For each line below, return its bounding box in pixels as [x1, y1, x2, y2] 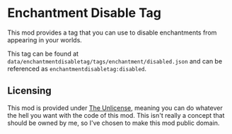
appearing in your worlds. [7, 35, 83, 44]
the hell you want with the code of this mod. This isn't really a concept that [7, 111, 225, 119]
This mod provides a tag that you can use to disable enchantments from [7, 28, 217, 37]
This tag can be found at [7, 49, 79, 58]
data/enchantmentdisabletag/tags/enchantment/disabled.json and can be [7, 56, 223, 65]
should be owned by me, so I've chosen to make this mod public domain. [7, 118, 220, 127]
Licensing [7, 85, 52, 97]
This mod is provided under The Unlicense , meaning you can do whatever [7, 104, 223, 112]
